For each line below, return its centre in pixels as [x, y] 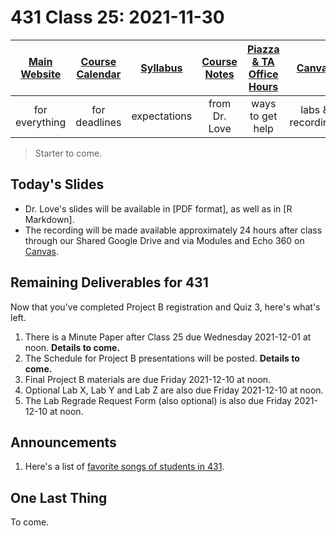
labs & [315, 109]
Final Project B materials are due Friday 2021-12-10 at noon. [148, 379]
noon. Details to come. [72, 347]
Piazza [263, 49]
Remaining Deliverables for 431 [109, 282]
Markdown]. [49, 219]
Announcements [63, 442]
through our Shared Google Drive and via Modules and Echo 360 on [164, 240]
